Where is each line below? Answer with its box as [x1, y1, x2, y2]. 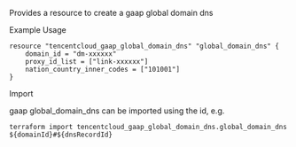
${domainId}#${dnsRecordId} [9, 130, 113, 139]
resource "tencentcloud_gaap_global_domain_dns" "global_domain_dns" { [9, 42, 279, 50]
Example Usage [9, 25, 66, 35]
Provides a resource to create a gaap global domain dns [9, 8, 214, 18]
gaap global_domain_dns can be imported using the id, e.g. [9, 105, 225, 116]
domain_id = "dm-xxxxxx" [25, 50, 117, 58]
